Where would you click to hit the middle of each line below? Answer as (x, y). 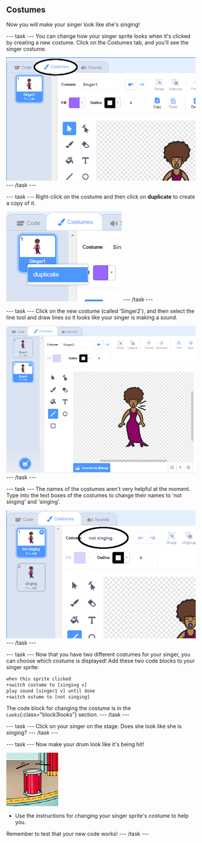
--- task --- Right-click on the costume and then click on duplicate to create (101, 196)
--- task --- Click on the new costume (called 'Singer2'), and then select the (100, 311)
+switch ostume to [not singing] (48, 697)
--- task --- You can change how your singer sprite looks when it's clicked (98, 36)
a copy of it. (21, 203)
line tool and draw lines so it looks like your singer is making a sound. (92, 317)
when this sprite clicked (38, 679)
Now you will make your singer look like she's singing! (73, 24)
